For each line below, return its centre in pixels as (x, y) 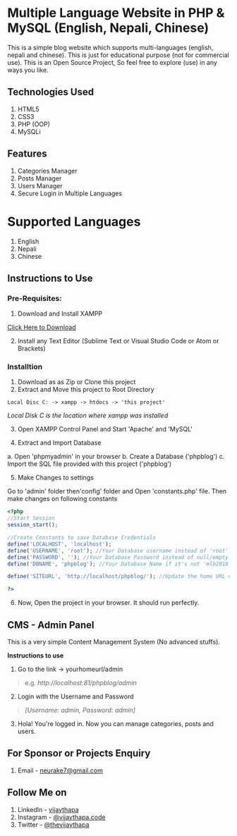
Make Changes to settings (55, 478)
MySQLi (29, 131)
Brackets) (31, 349)
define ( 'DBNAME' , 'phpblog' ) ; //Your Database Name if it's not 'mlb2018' (120, 564)
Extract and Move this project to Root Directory (86, 390)
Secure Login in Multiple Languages (69, 193)
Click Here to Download (42, 327)
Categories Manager (47, 171)
